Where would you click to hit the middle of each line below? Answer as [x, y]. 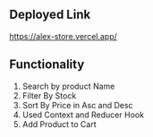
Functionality [47, 65]
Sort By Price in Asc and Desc [77, 105]
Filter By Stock [49, 95]
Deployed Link [50, 15]
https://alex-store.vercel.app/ [64, 36]
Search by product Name [68, 86]
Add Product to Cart [59, 124]
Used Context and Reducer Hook [83, 115]
